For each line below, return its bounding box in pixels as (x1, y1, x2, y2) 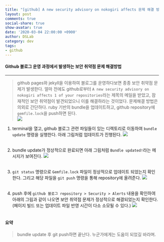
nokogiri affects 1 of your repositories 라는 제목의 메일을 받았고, (17, 92, 151, 98)
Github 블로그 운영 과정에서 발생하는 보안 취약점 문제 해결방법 (5, 64, 122, 70)
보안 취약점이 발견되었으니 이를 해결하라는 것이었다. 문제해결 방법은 (30, 98, 158, 104)
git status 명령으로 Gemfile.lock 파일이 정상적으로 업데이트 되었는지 (12, 168, 146, 174)
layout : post (5, 12, 32, 17)
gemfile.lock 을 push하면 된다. (17, 110, 77, 116)
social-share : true (5, 20, 45, 26)
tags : (5, 43, 16, 48)
